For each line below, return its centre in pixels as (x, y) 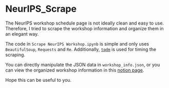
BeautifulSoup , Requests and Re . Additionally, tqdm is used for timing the (81, 49)
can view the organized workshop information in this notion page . (75, 70)
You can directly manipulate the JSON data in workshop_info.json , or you (83, 64)
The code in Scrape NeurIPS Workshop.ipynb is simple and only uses (77, 43)
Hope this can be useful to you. (39, 80)
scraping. (15, 55)
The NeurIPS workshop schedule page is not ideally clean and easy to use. (85, 23)
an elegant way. (22, 34)
